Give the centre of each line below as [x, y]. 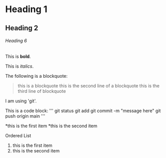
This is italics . [19, 66]
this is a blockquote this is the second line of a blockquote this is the [89, 86]
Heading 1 [26, 9]
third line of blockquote [42, 91]
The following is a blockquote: [37, 76]
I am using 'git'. [21, 101]
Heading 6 [16, 41]
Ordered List [18, 135]
